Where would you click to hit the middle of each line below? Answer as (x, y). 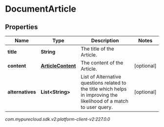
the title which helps (103, 89)
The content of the (102, 63)
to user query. (97, 107)
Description (105, 41)
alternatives (22, 92)
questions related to (103, 83)
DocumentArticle (41, 9)
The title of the (97, 49)
